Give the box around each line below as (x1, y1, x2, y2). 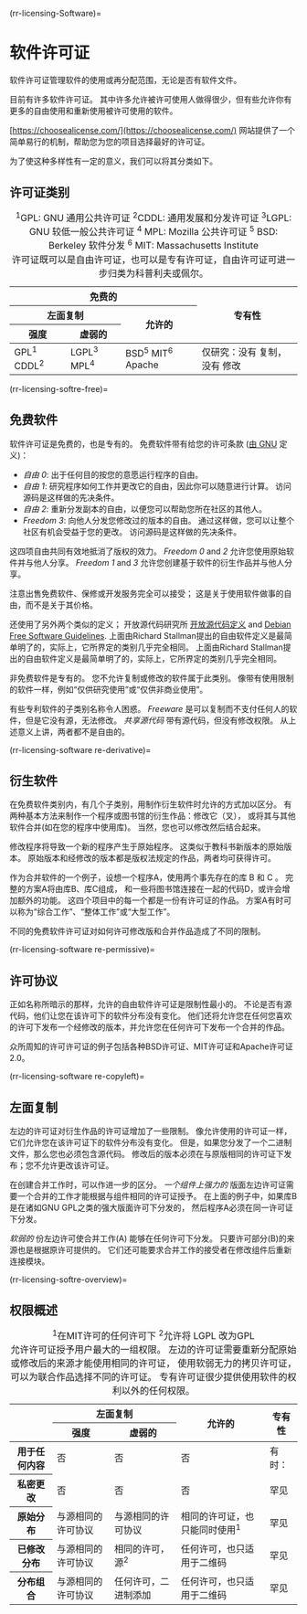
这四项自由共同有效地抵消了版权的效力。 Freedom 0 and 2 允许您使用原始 (9, 546, 287, 557)
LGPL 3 (69, 345, 99, 359)
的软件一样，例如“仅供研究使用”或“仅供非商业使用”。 (9, 684, 208, 695)
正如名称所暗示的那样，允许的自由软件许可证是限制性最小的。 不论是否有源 (9, 999, 292, 1010)
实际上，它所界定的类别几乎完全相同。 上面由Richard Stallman (48, 642, 283, 653)
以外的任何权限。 (121, 1385, 195, 1397)
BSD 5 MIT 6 (124, 345, 174, 360)
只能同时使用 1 (180, 1522, 241, 1536)
